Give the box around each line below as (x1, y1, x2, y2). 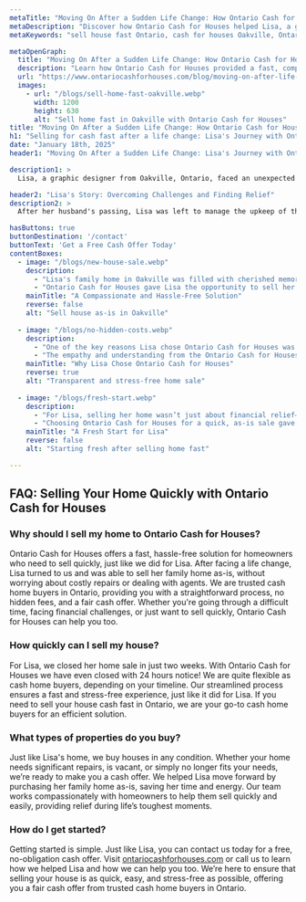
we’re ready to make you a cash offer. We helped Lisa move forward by (9, 771, 276, 782)
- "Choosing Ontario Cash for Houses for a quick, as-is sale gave (33, 419, 296, 428)
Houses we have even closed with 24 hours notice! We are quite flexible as (9, 669, 291, 680)
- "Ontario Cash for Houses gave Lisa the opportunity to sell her (33, 283, 296, 292)
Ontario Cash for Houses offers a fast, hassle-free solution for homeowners (9, 549, 293, 560)
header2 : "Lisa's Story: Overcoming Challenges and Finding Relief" (9, 190, 275, 199)
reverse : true (25, 368, 79, 377)
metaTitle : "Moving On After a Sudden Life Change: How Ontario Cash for (9, 13, 296, 23)
